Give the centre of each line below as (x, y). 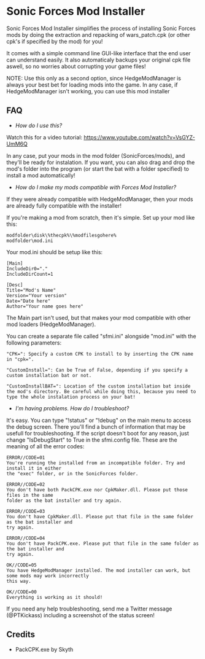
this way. (19, 581)
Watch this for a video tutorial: (44, 137)
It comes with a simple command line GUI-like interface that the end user (99, 53)
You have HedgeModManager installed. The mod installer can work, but (99, 570)
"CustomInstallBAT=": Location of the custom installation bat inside (99, 386)
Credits (21, 635)
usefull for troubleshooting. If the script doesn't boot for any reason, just (98, 433)
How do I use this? (39, 125)
